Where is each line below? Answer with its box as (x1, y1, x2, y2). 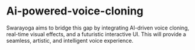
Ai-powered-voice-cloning (6, 4, 144, 18)
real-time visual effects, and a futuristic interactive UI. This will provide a (6, 30, 187, 37)
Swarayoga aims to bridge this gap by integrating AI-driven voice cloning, (6, 24, 190, 31)
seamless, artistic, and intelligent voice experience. (6, 37, 134, 44)
